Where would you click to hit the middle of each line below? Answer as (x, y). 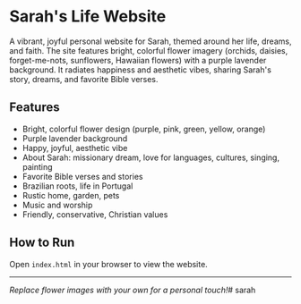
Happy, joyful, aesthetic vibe (75, 148)
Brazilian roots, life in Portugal (77, 186)
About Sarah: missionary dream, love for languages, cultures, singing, (151, 157)
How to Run (42, 243)
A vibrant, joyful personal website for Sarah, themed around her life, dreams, (150, 41)
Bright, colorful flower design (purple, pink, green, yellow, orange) (144, 129)
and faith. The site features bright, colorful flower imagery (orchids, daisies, (149, 50)
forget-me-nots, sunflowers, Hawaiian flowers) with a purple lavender (138, 60)
